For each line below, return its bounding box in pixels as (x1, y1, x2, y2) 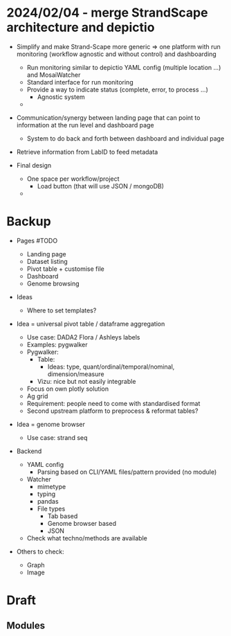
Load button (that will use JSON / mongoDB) (37, 182, 164, 190)
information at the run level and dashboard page (16, 121, 154, 129)
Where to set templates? (26, 306, 97, 315)
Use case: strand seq (26, 433, 88, 441)
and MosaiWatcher (26, 71, 81, 79)
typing (37, 490, 56, 498)
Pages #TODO (16, 236, 58, 245)
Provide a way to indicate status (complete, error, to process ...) (26, 85, 208, 94)
